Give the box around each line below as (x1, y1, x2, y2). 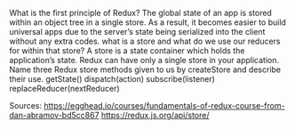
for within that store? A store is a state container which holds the (9, 45, 245, 56)
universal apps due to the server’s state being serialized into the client (9, 27, 266, 36)
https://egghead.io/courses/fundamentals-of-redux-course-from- (44, 101, 286, 110)
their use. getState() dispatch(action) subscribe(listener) (9, 74, 216, 84)
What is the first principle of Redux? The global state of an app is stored (9, 8, 273, 18)
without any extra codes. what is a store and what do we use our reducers (9, 36, 282, 46)
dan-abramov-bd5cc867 (9, 110, 100, 120)
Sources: (9, 101, 43, 110)
